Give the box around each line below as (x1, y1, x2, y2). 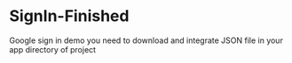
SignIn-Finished (9, 6, 130, 26)
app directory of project (9, 44, 96, 54)
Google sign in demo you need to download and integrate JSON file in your (9, 35, 284, 45)
